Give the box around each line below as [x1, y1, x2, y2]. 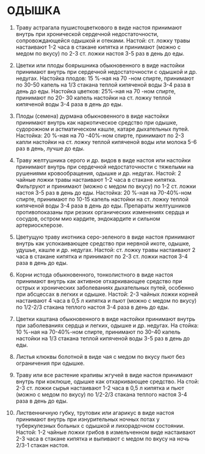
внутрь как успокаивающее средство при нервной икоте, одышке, [15, 239, 191, 247]
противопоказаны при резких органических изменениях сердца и [15, 208, 190, 215]
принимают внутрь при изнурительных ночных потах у [15, 416, 160, 423]
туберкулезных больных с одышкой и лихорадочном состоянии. [15, 422, 185, 429]
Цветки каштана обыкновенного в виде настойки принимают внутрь [15, 315, 196, 322]
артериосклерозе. [15, 221, 63, 229]
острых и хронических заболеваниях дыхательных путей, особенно [15, 284, 194, 291]
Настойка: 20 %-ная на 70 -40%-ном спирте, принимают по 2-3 [15, 132, 185, 139]
